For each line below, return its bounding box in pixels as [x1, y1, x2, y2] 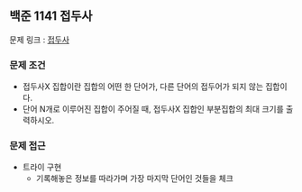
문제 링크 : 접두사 [9, 34, 70, 45]
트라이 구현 [22, 161, 62, 173]
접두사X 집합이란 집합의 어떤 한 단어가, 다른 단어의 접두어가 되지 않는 [22, 81, 264, 92]
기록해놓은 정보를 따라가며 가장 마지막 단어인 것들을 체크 [35, 173, 234, 184]
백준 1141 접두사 [9, 8, 93, 24]
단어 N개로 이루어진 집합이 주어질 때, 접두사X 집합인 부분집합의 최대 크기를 [22, 104, 284, 114]
